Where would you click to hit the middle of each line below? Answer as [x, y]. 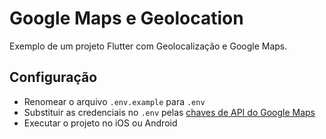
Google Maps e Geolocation [126, 18]
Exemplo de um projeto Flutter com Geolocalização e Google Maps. [148, 46]
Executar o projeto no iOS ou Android [100, 123]
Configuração [53, 77]
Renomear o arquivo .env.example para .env [114, 101]
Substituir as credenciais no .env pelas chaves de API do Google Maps [169, 112]
